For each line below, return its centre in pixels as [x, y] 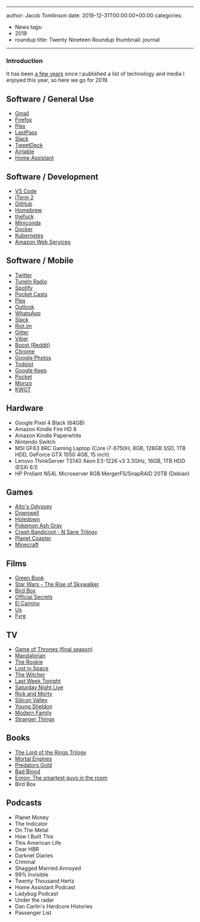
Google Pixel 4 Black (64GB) [50, 423]
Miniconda [28, 222]
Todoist [24, 364]
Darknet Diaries [34, 855]
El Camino [27, 603]
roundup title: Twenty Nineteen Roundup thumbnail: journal [87, 40]
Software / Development [52, 177]
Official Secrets [34, 597]
